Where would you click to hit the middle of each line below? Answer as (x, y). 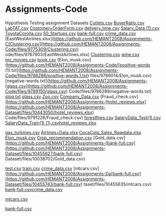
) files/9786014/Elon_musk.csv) (120, 75)
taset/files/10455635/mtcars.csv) (118, 184)
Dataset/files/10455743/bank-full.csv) (44, 184)
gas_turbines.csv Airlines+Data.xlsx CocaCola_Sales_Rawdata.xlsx (73, 132)
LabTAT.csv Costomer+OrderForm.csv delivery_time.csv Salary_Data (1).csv (83, 28)
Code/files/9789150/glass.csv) (36, 91)
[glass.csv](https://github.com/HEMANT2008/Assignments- (66, 86)
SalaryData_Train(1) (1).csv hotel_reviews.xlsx (51, 123)
